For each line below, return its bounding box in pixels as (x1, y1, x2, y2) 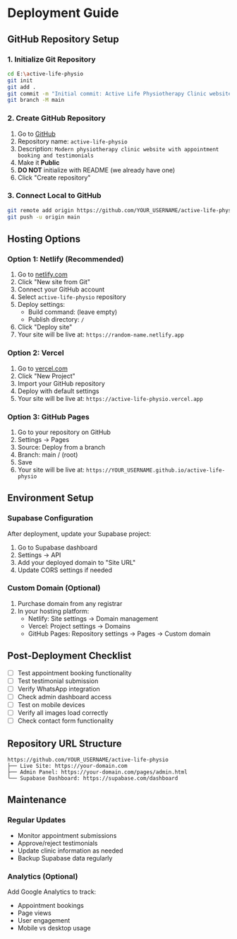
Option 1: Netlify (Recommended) (7, 254, 124, 264)
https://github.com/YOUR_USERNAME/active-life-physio (7, 756, 169, 763)
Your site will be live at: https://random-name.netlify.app (17, 330, 185, 339)
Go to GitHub (17, 129, 56, 138)
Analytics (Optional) (7, 871, 78, 881)
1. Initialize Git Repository (7, 54, 96, 64)
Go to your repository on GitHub (17, 428, 111, 436)
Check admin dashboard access (17, 692, 111, 701)
